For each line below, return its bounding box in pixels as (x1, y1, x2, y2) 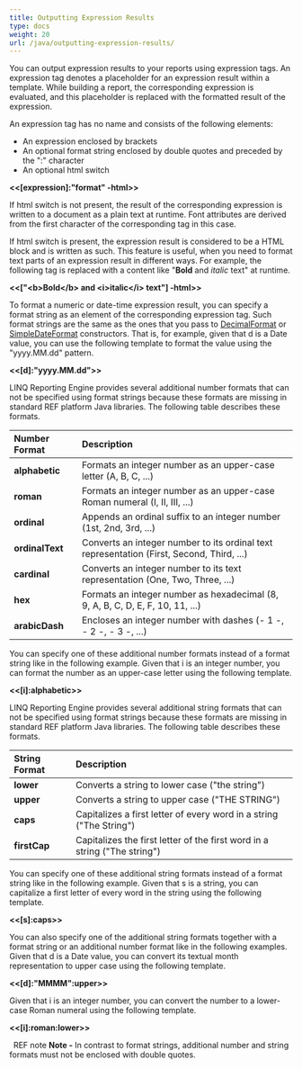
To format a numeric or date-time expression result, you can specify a (9, 300, 269, 310)
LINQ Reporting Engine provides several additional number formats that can (9, 382, 289, 393)
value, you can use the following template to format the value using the (9, 338, 272, 349)
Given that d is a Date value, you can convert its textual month (9, 951, 239, 962)
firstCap (13, 840, 50, 852)
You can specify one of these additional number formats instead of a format (9, 649, 290, 660)
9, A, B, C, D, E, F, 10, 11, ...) (81, 599, 202, 612)
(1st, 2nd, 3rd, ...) (81, 522, 155, 534)
